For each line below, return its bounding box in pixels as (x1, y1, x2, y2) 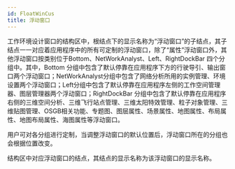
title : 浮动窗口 (7, 17, 50, 24)
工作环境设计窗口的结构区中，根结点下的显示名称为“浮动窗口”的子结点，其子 (7, 36, 227, 45)
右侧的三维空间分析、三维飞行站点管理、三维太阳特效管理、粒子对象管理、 (7, 98, 222, 106)
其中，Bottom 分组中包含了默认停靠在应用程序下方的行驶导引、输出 (25, 63, 220, 71)
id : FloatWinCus (7, 10, 55, 17)
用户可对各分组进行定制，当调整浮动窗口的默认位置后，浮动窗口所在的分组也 (7, 130, 228, 138)
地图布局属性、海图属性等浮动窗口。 (19, 115, 124, 124)
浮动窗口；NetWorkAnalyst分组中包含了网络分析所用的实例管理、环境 (25, 71, 226, 80)
